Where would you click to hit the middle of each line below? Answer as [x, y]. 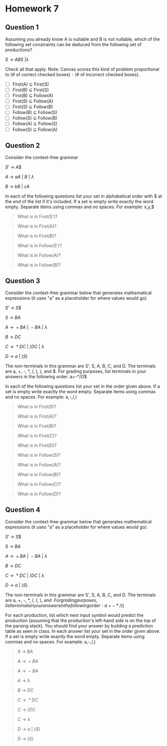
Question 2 [23, 145]
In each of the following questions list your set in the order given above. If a [83, 386]
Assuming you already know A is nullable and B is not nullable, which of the [83, 39]
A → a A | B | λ [20, 177]
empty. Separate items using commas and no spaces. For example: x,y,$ [80, 207]
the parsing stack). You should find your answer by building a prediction [79, 626]
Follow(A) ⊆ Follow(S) [35, 124]
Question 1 [22, 27]
